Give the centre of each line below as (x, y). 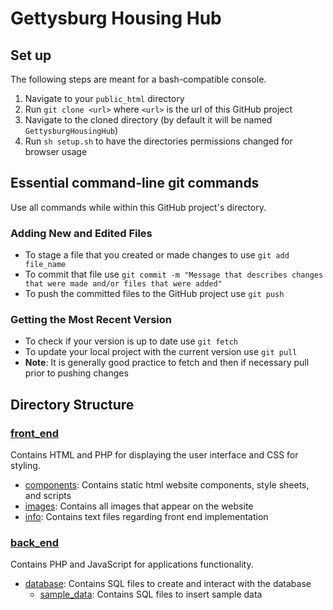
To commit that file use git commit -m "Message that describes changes (174, 274)
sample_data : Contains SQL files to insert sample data (151, 594)
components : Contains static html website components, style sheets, (167, 485)
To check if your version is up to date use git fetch (131, 341)
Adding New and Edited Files (81, 233)
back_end (35, 543)
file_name (45, 265)
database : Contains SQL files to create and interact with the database (168, 584)
